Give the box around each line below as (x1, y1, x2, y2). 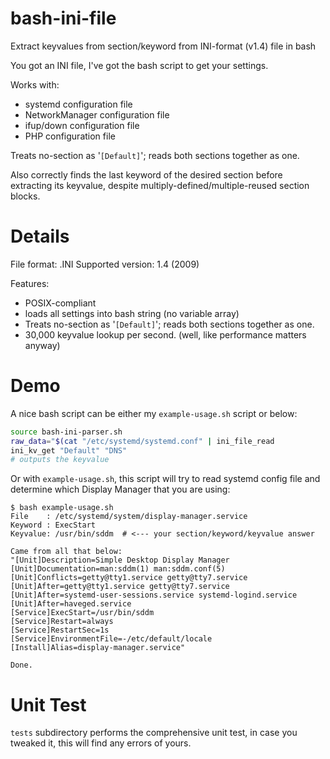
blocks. (10, 190, 41, 202)
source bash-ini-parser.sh (10, 427, 123, 437)
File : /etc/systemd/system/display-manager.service (10, 512, 248, 522)
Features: (10, 277, 50, 289)
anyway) (24, 339, 61, 351)
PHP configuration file (24, 130, 116, 142)
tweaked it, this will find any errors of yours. (10, 737, 192, 749)
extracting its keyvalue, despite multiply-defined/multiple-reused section (10, 179, 310, 191)
